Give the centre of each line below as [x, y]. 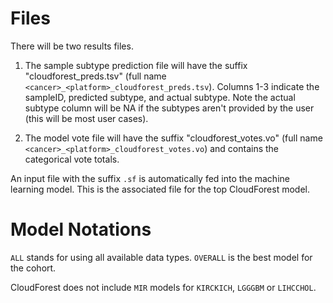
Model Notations [81, 229]
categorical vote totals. [72, 159]
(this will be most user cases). [86, 118]
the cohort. [33, 268]
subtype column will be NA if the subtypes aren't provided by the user [169, 108]
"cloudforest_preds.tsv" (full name [95, 76]
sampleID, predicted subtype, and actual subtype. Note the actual [160, 97]
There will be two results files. [72, 46]
